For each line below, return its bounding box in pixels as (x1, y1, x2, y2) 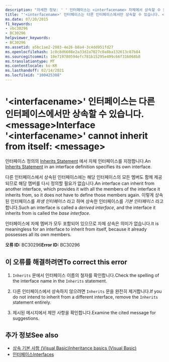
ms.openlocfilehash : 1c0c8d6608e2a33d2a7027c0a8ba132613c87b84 (5, 49, 141, 54)
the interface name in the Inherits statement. (12, 278, 107, 284)
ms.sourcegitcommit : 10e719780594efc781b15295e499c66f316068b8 (5, 54, 141, 59)
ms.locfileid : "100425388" (5, 73, 62, 78)
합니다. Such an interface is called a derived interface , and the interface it (5, 204, 156, 210)
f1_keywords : (5, 21, 33, 27)
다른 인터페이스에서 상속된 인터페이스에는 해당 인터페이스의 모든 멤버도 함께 (5, 174, 153, 180)
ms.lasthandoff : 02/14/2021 (5, 68, 64, 73)
